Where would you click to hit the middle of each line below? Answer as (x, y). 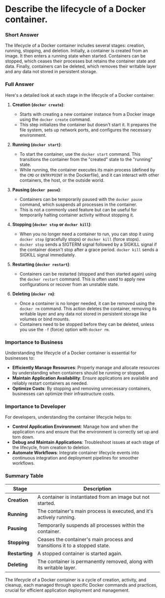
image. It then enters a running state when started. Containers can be (75, 56)
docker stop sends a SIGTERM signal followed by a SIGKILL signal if (88, 244)
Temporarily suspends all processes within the (91, 525)
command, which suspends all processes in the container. (78, 204)
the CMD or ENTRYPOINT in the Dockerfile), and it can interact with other (89, 175)
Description (97, 488)
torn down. (23, 437)
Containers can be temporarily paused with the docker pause (81, 199)
